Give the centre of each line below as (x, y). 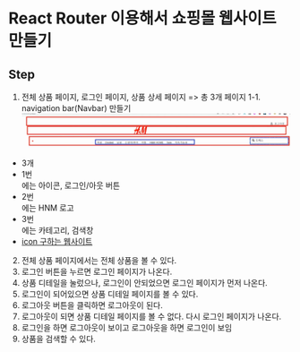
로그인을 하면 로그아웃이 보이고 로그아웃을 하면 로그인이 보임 (127, 328)
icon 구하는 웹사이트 (57, 242)
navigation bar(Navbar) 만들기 (76, 108)
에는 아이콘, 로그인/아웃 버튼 (71, 185)
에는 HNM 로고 (47, 208)
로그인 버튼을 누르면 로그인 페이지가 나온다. (97, 272)
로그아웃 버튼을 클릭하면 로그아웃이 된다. (92, 305)
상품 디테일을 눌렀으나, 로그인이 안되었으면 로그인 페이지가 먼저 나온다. (144, 283)
